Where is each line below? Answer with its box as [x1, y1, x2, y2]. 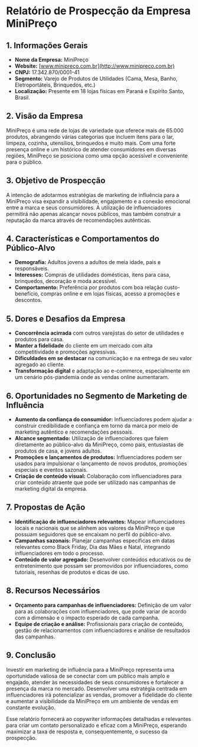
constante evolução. [6, 704, 56, 711]
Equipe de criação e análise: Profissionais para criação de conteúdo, [14, 620, 184, 627]
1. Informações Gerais [6, 40, 88, 50]
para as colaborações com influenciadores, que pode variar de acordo [14, 608, 187, 615]
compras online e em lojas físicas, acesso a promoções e [40, 290, 180, 297]
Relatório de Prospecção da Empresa [6, 4, 191, 18]
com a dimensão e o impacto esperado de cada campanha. [14, 614, 160, 621]
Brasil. [14, 94, 31, 101]
